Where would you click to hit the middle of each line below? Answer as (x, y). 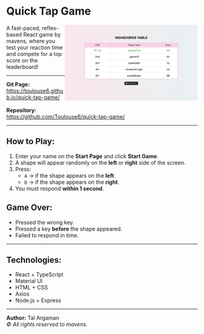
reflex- (50, 28)
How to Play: (31, 141)
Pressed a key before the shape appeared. (69, 229)
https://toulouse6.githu (35, 91)
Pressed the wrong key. (45, 222)
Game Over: (29, 208)
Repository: (22, 110)
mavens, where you (31, 41)
